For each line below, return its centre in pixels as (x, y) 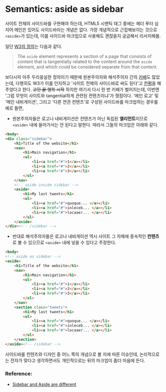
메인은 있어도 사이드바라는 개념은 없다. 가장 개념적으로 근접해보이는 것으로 (86, 29)
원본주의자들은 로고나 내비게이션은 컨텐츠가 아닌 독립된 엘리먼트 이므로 (80, 118)
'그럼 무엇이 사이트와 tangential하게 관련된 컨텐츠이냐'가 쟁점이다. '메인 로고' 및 (82, 96)
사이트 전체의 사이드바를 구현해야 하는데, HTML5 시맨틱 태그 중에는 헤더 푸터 (79, 23)
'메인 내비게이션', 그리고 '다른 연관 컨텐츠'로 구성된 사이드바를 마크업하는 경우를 (82, 102)
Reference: (19, 374)
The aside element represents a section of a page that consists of (84, 56)
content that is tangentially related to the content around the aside (85, 61)
